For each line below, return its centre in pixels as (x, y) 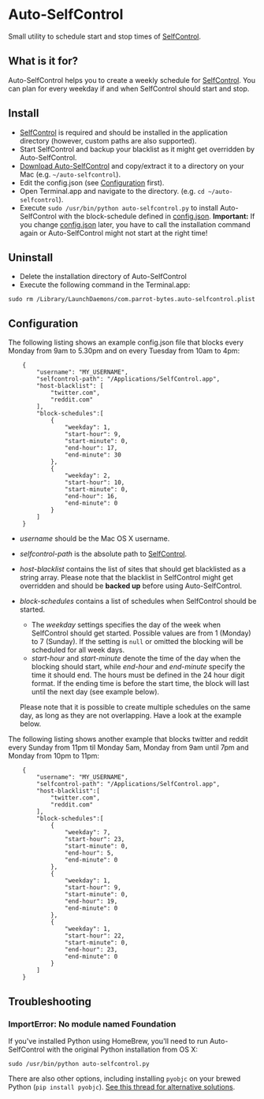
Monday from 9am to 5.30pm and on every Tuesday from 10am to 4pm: (124, 351)
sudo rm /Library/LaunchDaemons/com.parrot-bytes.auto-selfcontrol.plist (132, 300)
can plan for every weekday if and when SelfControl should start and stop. (129, 88)
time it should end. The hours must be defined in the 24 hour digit (138, 675)
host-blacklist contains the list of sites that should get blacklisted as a (133, 569)
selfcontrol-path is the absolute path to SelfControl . (103, 554)
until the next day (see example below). (95, 692)
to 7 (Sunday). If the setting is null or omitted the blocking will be (137, 642)
